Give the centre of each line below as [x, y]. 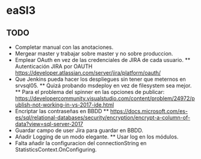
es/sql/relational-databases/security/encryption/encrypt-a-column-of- [103, 117]
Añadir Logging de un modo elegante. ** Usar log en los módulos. [97, 137]
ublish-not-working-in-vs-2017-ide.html [64, 105]
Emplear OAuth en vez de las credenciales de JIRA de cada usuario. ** [103, 60]
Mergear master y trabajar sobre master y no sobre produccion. [94, 54]
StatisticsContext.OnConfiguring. [56, 149]
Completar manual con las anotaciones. [64, 47]
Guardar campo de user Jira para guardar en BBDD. [79, 130]
